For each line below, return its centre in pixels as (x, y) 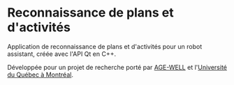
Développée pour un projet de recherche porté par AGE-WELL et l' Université (117, 67)
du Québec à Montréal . (40, 75)
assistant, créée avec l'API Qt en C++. (62, 54)
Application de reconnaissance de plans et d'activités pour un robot (105, 46)
